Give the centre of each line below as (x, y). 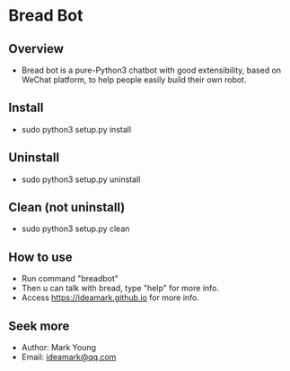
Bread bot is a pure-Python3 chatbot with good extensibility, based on (151, 70)
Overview (36, 49)
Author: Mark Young (58, 348)
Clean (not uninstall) (67, 207)
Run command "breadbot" (70, 279)
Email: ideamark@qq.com (69, 357)
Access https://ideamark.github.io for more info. (110, 298)
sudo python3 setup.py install (76, 129)
